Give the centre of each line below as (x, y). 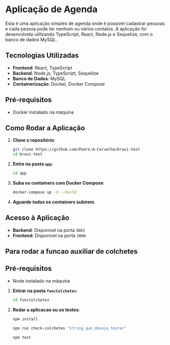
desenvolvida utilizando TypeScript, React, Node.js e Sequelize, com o (79, 34)
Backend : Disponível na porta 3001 (49, 230)
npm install (25, 319)
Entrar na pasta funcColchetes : (45, 291)
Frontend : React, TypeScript (42, 67)
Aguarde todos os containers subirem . (54, 202)
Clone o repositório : (34, 140)
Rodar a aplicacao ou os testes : (46, 309)
